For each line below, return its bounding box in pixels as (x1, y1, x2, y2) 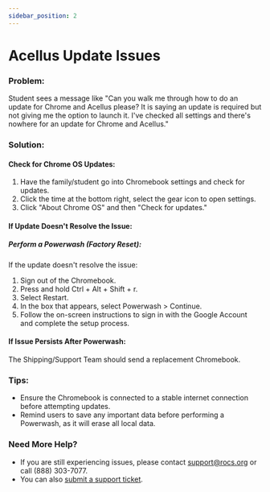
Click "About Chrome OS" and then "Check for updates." (19, 203, 207, 213)
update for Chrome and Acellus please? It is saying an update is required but (8, 102, 262, 112)
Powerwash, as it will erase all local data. (19, 419, 156, 428)
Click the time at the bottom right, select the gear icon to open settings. (19, 194, 256, 204)
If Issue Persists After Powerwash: (8, 337, 126, 346)
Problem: (8, 75, 45, 86)
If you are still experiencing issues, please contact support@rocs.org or (19, 457, 257, 467)
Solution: (8, 139, 45, 151)
